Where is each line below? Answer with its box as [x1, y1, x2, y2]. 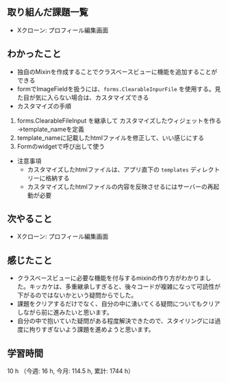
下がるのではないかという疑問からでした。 [16, 291, 138, 300]
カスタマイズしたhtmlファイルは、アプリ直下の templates [27, 165, 190, 174]
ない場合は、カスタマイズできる [59, 93, 149, 102]
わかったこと [7, 48, 62, 60]
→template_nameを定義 [16, 125, 84, 133]
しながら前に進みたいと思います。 [16, 308, 113, 317]
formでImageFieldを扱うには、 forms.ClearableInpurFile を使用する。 [16, 84, 215, 93]
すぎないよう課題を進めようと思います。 [40, 325, 155, 334]
